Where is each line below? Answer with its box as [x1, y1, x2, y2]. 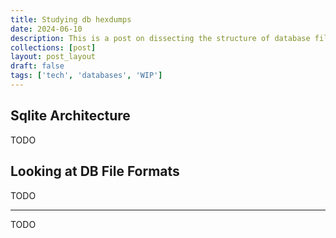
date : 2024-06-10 [10, 24, 83, 34]
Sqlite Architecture [10, 107, 131, 125]
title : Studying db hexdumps [10, 14, 132, 25]
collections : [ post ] [10, 42, 97, 53]
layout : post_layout [10, 52, 97, 62]
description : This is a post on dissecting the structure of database [10, 33, 311, 43]
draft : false [10, 61, 65, 71]
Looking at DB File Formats [10, 163, 180, 180]
